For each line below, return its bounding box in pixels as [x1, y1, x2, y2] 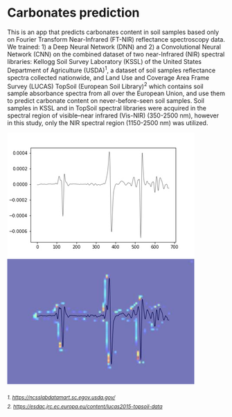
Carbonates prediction [7, 5, 140, 21]
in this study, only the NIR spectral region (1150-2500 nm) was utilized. [7, 119, 208, 127]
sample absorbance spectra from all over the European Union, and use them [7, 89, 225, 98]
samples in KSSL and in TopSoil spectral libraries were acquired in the [7, 104, 206, 113]
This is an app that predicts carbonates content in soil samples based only [7, 28, 220, 36]
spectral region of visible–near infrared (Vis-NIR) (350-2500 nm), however [7, 111, 220, 120]
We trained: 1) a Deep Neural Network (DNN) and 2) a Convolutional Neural [7, 42, 222, 51]
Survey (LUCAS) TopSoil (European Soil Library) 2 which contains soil [7, 81, 204, 90]
